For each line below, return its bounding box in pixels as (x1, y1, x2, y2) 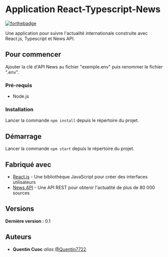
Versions (5, 204, 35, 213)
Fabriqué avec (5, 160, 52, 169)
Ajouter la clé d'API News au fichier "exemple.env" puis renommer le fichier (5, 63, 163, 69)
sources (12, 190, 30, 196)
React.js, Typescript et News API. (5, 35, 75, 42)
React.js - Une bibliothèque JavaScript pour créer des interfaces (12, 173, 148, 179)
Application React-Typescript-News (5, 4, 161, 15)
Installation (5, 105, 34, 113)
